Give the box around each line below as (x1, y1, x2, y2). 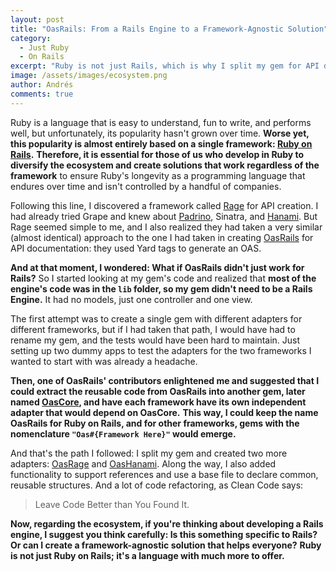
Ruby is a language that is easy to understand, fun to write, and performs (10, 116, 312, 128)
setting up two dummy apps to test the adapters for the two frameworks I (10, 344, 312, 356)
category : (10, 33, 52, 43)
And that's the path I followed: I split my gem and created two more (10, 447, 288, 459)
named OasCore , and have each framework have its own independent (10, 396, 307, 408)
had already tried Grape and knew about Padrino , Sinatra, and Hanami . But (10, 210, 318, 222)
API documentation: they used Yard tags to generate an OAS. (10, 242, 262, 254)
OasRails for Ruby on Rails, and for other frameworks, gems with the (10, 417, 300, 429)
